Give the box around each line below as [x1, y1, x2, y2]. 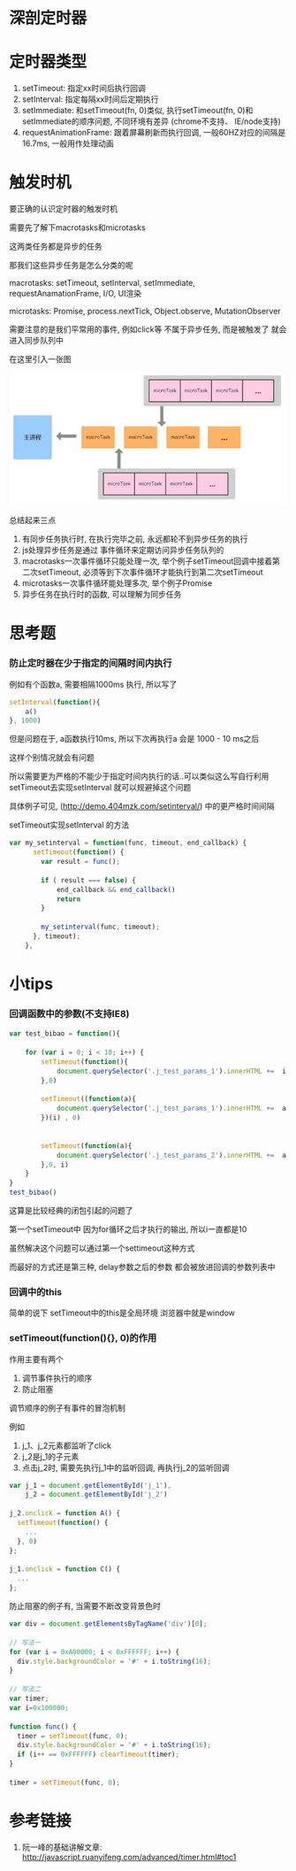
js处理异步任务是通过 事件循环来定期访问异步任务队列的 [21, 545, 224, 556]
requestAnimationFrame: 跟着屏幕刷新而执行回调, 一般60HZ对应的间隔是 [21, 127, 286, 138]
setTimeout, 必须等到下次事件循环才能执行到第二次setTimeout [37, 567, 263, 578]
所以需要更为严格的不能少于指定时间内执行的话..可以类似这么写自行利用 [9, 771, 269, 782]
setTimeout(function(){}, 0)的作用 [9, 1332, 157, 1344]
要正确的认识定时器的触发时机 [9, 204, 118, 214]
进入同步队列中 [9, 335, 64, 346]
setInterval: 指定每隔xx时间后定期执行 [21, 94, 159, 104]
